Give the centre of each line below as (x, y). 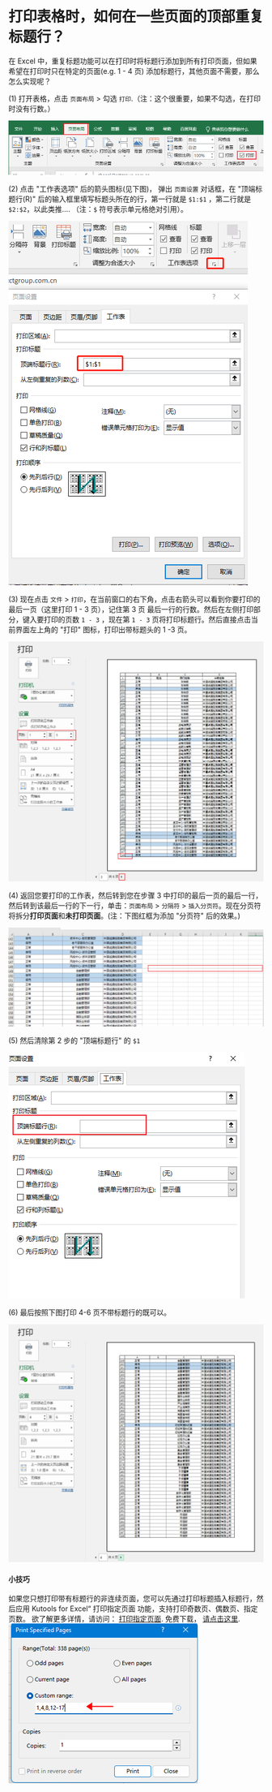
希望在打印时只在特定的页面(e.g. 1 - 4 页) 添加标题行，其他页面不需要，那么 (134, 71)
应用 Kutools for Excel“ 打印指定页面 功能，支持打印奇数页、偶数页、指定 (136, 1609)
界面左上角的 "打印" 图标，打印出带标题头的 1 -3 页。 (103, 629)
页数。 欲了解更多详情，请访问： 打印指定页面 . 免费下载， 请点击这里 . (124, 1619)
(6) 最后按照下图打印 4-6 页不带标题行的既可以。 (90, 1312)
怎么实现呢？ (30, 81)
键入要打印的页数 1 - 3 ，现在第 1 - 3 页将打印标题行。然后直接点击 (137, 619)
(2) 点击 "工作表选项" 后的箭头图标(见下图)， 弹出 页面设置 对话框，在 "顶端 (132, 188)
